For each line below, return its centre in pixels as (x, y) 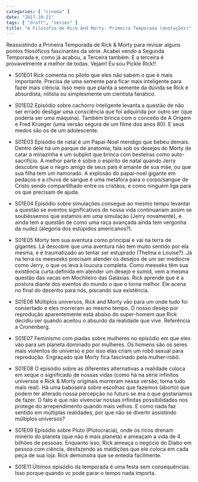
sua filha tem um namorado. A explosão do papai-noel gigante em (95, 173)
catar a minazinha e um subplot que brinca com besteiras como (92, 155)
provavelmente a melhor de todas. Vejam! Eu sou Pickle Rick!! (81, 64)
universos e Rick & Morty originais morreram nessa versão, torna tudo (100, 381)
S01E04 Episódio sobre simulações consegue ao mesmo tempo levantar (103, 204)
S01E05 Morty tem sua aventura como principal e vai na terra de (93, 240)
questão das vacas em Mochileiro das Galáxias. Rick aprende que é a (99, 278)
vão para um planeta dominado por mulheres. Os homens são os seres (101, 345)
